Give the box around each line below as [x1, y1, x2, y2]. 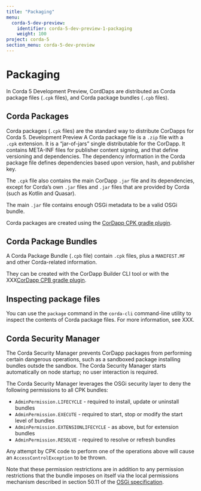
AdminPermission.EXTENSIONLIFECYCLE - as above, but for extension [14, 423, 179, 431]
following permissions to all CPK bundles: [6, 386, 109, 394]
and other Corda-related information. [6, 258, 98, 266]
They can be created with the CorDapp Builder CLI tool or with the [6, 270, 169, 277]
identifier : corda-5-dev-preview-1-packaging [17, 25, 133, 32]
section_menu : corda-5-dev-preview [6, 42, 95, 48]
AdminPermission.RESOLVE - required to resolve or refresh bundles [14, 436, 176, 443]
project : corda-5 [6, 36, 50, 42]
